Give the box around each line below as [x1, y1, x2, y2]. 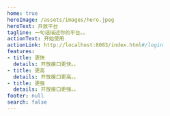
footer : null [7, 93, 44, 100]
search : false [7, 99, 48, 106]
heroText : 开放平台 [7, 23, 59, 29]
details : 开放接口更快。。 [13, 61, 79, 68]
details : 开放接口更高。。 [13, 73, 79, 81]
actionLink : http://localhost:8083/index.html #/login [7, 42, 164, 48]
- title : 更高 [7, 67, 46, 74]
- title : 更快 [7, 55, 46, 61]
